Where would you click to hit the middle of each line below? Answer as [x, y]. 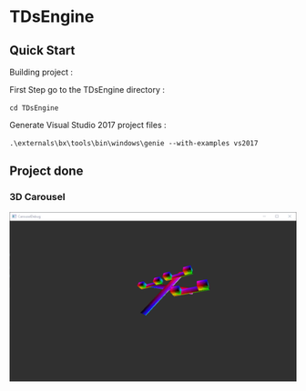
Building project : [41, 72]
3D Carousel [37, 197]
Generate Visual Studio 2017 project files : [88, 125]
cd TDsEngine [34, 108]
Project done [46, 171]
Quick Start [42, 50]
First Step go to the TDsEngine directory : [87, 90]
